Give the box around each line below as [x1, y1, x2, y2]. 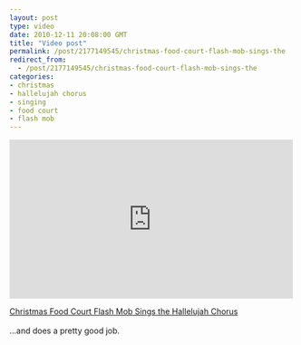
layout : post [9, 13, 59, 23]
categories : [9, 72, 54, 81]
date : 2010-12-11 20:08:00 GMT [9, 30, 128, 39]
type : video [9, 22, 54, 31]
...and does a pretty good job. [9, 325, 121, 336]
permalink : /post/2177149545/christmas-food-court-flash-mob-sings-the [9, 47, 286, 56]
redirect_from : [9, 55, 67, 64]
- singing [9, 97, 47, 107]
